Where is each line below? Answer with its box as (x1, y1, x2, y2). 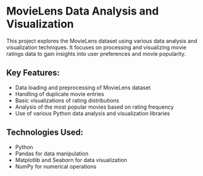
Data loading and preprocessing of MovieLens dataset (15, 84, 151, 91)
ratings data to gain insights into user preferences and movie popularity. (6, 50, 186, 57)
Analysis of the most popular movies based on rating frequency (15, 103, 174, 110)
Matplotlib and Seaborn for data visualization (15, 156, 127, 163)
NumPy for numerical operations (15, 163, 97, 170)
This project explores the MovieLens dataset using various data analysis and (6, 37, 198, 44)
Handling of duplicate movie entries (15, 90, 104, 98)
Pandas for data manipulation (15, 150, 89, 157)
